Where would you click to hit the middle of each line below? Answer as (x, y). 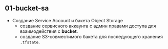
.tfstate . (30, 42)
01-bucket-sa (27, 8)
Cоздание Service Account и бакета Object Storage (68, 20)
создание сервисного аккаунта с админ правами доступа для (88, 26)
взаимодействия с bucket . (49, 31)
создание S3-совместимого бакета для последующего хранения (91, 36)
